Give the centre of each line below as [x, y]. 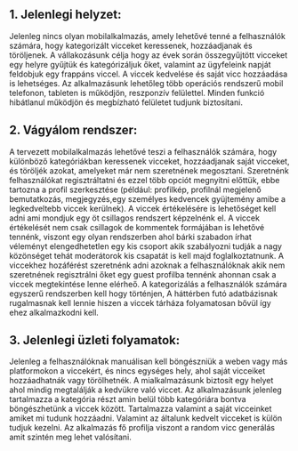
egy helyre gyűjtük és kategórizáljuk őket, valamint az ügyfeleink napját [140, 64]
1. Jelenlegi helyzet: [65, 15]
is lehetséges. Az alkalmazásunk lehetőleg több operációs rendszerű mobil [146, 83]
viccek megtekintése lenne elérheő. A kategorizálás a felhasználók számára [148, 284]
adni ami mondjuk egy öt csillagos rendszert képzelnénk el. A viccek [135, 218]
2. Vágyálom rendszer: [73, 130]
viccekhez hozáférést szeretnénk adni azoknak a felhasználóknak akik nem [147, 265]
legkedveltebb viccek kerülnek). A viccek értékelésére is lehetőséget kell [143, 208]
